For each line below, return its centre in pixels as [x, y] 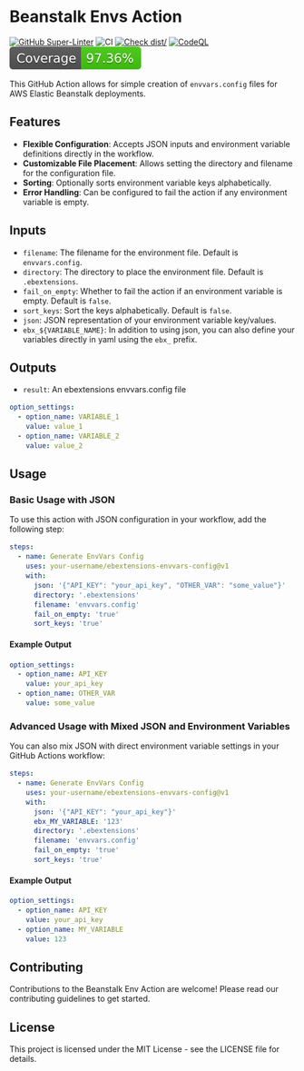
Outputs [33, 367]
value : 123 [46, 939]
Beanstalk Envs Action [96, 17]
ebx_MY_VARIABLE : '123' [78, 821]
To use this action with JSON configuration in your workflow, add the [138, 520]
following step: [37, 530]
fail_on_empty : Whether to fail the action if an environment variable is [152, 291]
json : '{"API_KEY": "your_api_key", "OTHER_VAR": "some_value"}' [159, 585]
